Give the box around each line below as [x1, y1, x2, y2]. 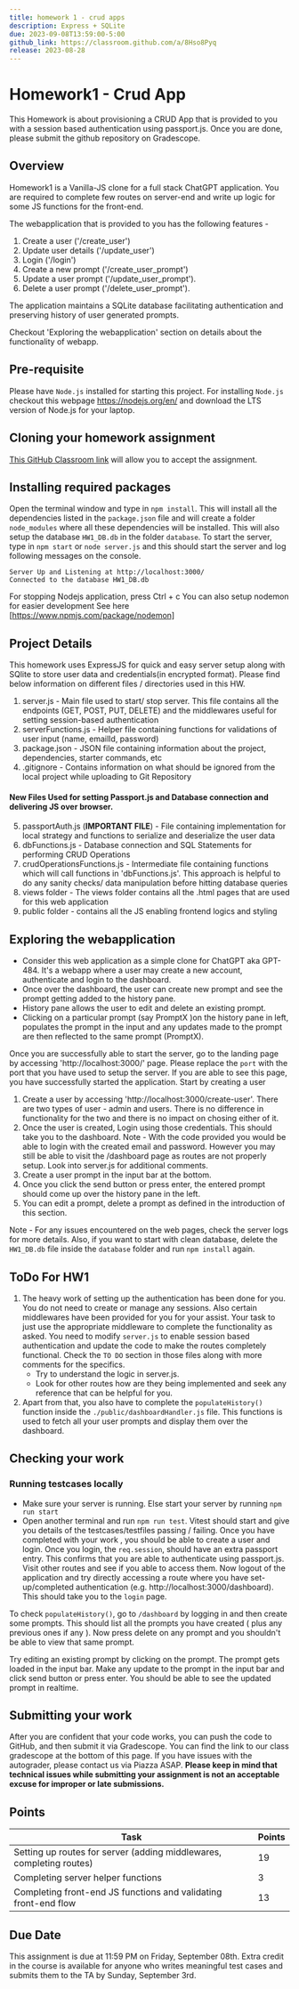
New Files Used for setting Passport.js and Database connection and [9, 791, 269, 802]
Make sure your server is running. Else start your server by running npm [21, 1498, 282, 1508]
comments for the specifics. [21, 1359, 125, 1370]
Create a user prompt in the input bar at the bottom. [21, 1169, 212, 1180]
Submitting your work [9, 1708, 133, 1723]
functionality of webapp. [9, 336, 100, 347]
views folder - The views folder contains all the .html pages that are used [21, 887, 290, 898]
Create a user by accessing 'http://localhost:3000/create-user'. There [21, 1094, 279, 1104]
